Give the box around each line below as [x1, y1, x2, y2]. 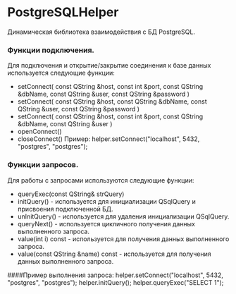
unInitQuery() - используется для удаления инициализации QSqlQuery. [17, 212, 230, 221]
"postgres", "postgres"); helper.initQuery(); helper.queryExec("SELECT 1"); [7, 278, 224, 286]
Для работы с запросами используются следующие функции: [7, 176, 194, 184]
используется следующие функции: [7, 68, 115, 78]
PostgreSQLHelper [7, 4, 119, 20]
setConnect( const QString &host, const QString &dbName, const [17, 97, 207, 106]
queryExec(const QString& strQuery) [17, 190, 125, 198]
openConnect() [17, 128, 62, 136]
